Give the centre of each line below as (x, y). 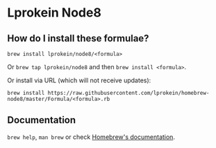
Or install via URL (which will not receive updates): (79, 80)
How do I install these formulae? (78, 38)
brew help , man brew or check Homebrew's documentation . (91, 137)
